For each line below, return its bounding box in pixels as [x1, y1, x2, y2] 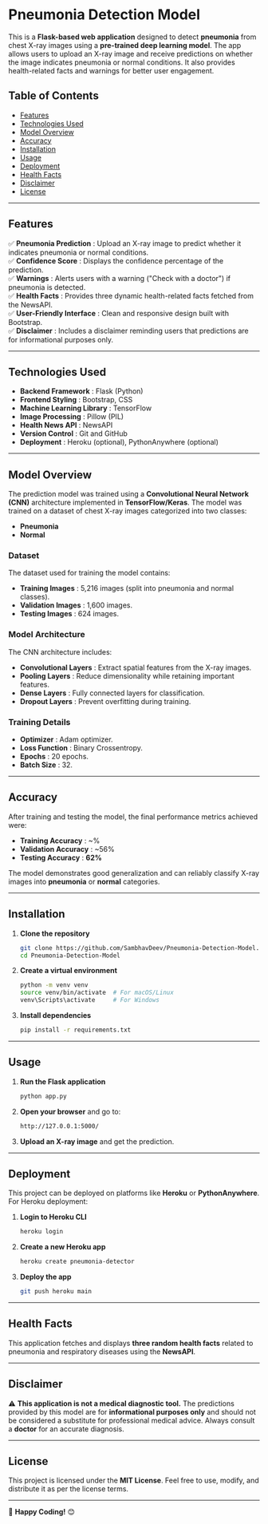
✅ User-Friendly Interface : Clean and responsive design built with [8, 308, 230, 318]
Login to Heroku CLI [19, 1212, 87, 1222]
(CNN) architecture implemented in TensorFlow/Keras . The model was [8, 497, 242, 508]
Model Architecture [8, 629, 85, 640]
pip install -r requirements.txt [19, 1026, 132, 1035]
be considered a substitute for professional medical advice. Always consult [8, 1415, 255, 1425]
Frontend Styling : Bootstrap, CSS [19, 395, 133, 405]
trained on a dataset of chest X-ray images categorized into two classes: [8, 506, 247, 516]
